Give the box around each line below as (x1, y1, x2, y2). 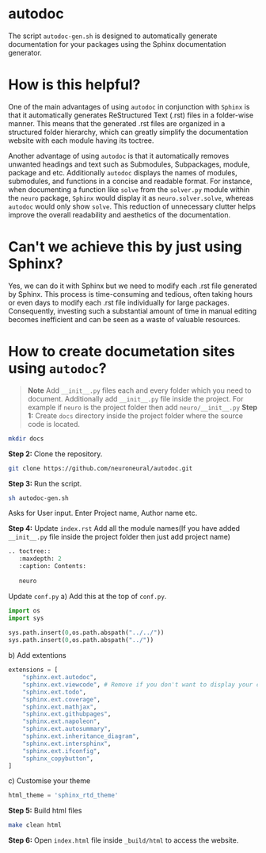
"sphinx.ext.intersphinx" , (22, 740, 112, 747)
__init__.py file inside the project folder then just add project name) (8, 532, 231, 542)
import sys (8, 614, 44, 622)
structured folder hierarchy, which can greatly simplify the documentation (8, 127, 249, 136)
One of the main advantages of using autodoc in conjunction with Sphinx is (8, 102, 250, 111)
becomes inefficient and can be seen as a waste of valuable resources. (8, 314, 241, 324)
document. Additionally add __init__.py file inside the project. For (27, 394, 244, 403)
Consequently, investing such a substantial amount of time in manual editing (8, 306, 257, 316)
